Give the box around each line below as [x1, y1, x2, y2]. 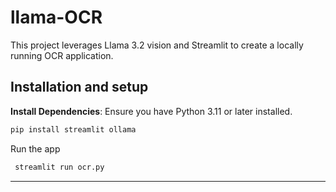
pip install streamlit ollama [10, 124, 137, 135]
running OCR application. [10, 49, 114, 61]
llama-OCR [10, 6, 103, 29]
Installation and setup [10, 79, 149, 96]
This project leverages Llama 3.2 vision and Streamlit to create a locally [10, 39, 304, 51]
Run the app [10, 142, 61, 155]
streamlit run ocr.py [14, 162, 105, 172]
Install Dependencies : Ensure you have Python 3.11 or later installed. [10, 105, 293, 117]
